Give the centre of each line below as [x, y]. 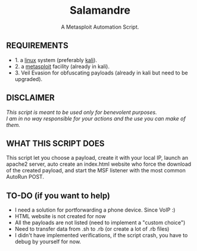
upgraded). [29, 79]
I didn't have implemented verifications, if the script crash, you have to [101, 235]
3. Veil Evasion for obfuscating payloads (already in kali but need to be [101, 73]
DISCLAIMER [30, 98]
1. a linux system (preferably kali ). [56, 60]
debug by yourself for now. [48, 241]
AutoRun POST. [25, 177]
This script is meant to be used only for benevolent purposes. [82, 112]
